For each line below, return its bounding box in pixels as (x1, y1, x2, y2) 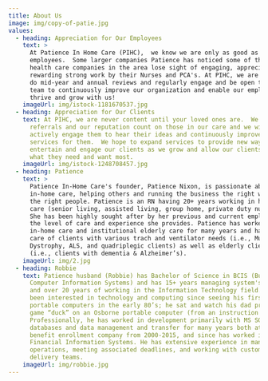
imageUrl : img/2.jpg (22, 256, 91, 264)
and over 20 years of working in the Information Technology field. (29, 287, 262, 295)
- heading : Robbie (15, 264, 77, 272)
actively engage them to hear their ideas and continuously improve (29, 130, 262, 138)
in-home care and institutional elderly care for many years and (29, 227, 251, 236)
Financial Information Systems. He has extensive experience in (29, 339, 248, 347)
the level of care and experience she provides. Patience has (29, 220, 241, 228)
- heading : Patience (15, 168, 84, 176)
